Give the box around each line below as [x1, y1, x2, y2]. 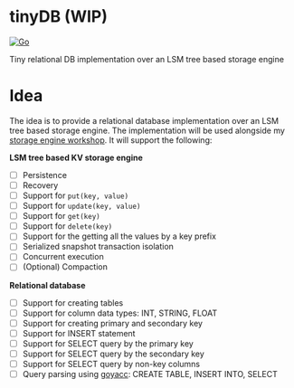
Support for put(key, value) [22, 190, 129, 201]
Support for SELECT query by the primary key [22, 337, 194, 349]
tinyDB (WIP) [9, 6, 109, 27]
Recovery [22, 179, 59, 191]
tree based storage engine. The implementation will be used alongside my [9, 125, 285, 136]
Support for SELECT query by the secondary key [22, 348, 205, 359]
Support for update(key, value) [22, 201, 141, 212]
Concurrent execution [22, 251, 104, 262]
